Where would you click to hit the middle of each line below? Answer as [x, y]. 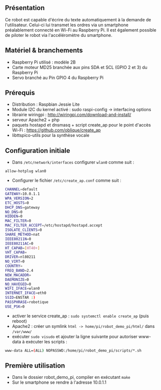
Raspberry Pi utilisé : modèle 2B [44, 62]
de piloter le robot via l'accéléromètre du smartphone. [59, 35]
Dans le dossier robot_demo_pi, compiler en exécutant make [71, 377]
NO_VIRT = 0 [15, 261]
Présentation [25, 8]
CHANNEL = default [21, 189]
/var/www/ [22, 332]
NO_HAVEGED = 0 [18, 284]
